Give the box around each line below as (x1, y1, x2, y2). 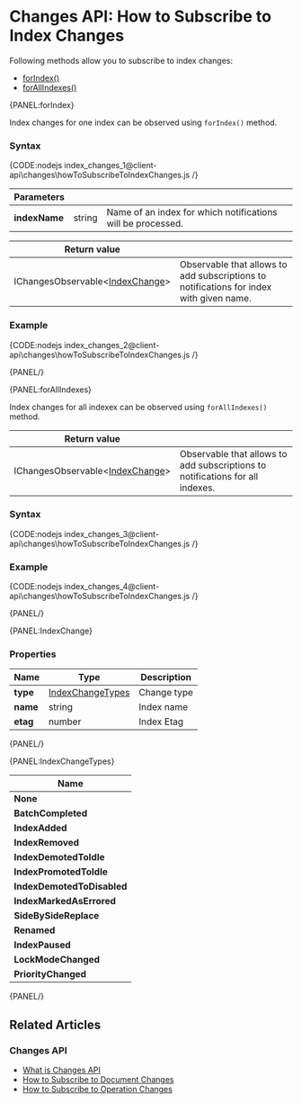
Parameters (13, 191, 65, 203)
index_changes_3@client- (64, 528, 160, 539)
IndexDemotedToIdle (13, 851, 105, 864)
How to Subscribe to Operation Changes (22, 1084, 173, 1095)
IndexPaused (13, 938, 72, 951)
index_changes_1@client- (64, 160, 157, 171)
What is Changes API (22, 1064, 102, 1076)
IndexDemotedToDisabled (13, 880, 128, 892)
